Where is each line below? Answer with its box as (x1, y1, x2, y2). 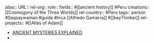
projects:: (5, 20, 25, 26)
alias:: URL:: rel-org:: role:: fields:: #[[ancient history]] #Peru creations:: (5, 4, 150, 10)
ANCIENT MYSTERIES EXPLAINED (12, 30, 82, 35)
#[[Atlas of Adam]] (25, 20, 63, 26)
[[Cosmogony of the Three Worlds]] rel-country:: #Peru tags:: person (5, 9, 146, 15)
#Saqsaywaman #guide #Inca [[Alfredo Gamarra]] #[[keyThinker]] (5, 15, 140, 20)
